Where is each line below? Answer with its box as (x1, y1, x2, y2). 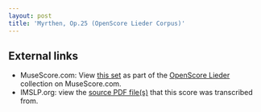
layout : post (8, 11, 52, 20)
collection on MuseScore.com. (19, 79, 122, 89)
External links (8, 49, 79, 63)
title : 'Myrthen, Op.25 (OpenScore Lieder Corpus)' (8, 19, 185, 27)
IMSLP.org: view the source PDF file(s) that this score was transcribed (19, 88, 254, 97)
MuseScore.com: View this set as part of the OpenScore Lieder (19, 70, 230, 81)
